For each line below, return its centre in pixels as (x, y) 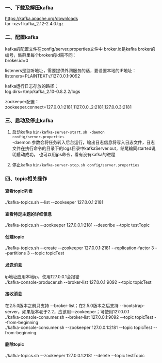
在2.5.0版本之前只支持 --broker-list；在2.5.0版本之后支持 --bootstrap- (75, 306)
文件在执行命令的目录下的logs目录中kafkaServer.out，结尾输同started (82, 148)
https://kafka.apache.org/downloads (41, 18)
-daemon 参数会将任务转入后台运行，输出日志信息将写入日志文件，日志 (83, 142)
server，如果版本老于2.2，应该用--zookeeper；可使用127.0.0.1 (67, 311)
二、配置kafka (22, 37)
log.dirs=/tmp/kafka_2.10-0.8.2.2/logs (43, 91)
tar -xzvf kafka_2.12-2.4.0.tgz (34, 24)
